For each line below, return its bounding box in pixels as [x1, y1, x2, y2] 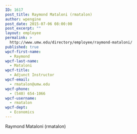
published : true [5, 44, 39, 49]
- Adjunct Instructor [9, 72, 55, 77]
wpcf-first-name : [5, 49, 41, 54]
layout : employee [5, 30, 41, 35]
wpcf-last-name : [5, 58, 39, 63]
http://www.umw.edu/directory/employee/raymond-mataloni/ [9, 40, 133, 45]
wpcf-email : [5, 77, 30, 82]
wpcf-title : [5, 68, 30, 73]
